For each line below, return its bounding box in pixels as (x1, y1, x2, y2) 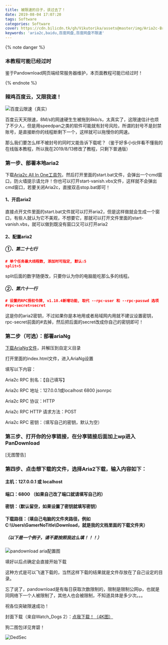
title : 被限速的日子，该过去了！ (5, 7, 66, 12)
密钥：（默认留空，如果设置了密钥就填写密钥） (5, 503, 99, 509)
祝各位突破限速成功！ (5, 603, 49, 609)
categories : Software (5, 21, 50, 26)
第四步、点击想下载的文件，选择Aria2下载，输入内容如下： (5, 465, 147, 472)
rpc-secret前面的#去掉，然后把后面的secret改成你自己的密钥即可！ (5, 319, 144, 325)
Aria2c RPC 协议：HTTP (5, 398, 55, 404)
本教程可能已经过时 (5, 57, 51, 64)
